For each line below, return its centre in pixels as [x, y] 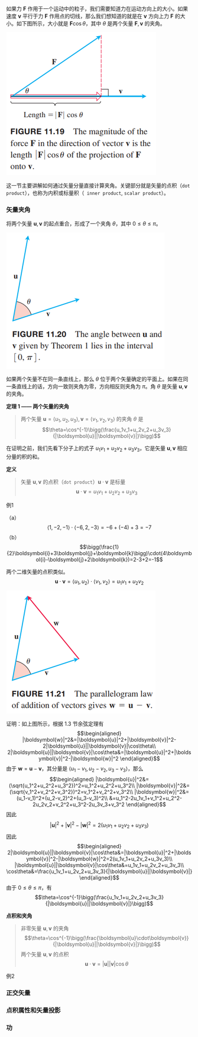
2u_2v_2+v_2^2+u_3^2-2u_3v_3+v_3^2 [79, 804]
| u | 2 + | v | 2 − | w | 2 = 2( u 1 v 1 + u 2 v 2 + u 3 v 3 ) [99, 825]
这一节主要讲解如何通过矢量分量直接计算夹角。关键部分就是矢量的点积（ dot [98, 186]
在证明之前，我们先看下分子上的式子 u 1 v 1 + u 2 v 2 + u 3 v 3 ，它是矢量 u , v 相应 [97, 449]
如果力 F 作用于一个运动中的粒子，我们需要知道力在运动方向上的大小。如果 [97, 9]
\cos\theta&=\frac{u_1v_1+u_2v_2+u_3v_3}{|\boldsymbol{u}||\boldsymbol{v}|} [99, 871]
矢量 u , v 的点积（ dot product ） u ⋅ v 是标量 [73, 482]
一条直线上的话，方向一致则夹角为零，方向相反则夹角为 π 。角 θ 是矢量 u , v [97, 387]
